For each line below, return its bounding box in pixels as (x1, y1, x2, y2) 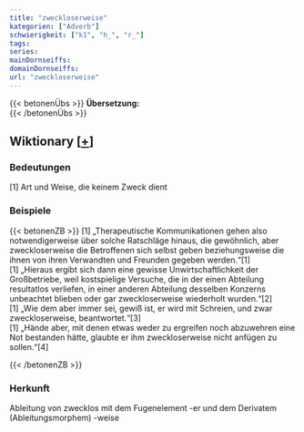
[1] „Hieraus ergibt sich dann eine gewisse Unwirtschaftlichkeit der (9, 263, 259, 274)
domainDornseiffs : (9, 65, 79, 74)
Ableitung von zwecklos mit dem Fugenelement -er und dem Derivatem (9, 403, 278, 414)
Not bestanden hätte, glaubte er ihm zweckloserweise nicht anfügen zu (9, 332, 278, 343)
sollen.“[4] (9, 341, 49, 352)
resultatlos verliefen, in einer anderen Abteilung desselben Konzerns (9, 283, 267, 294)
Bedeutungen (9, 161, 71, 174)
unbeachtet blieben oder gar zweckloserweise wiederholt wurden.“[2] (9, 293, 273, 303)
